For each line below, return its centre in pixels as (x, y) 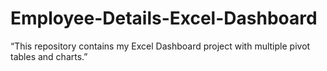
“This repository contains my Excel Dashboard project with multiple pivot (160, 46)
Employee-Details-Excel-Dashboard (164, 18)
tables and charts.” (49, 56)
